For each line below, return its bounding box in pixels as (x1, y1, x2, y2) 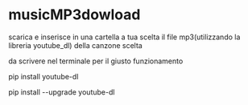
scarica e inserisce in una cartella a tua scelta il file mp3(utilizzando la (8, 32, 241, 42)
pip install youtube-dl (8, 71, 79, 81)
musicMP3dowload (8, 6, 141, 24)
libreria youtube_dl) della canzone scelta (8, 40, 143, 50)
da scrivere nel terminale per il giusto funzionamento (8, 56, 184, 66)
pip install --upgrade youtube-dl (8, 87, 115, 97)
